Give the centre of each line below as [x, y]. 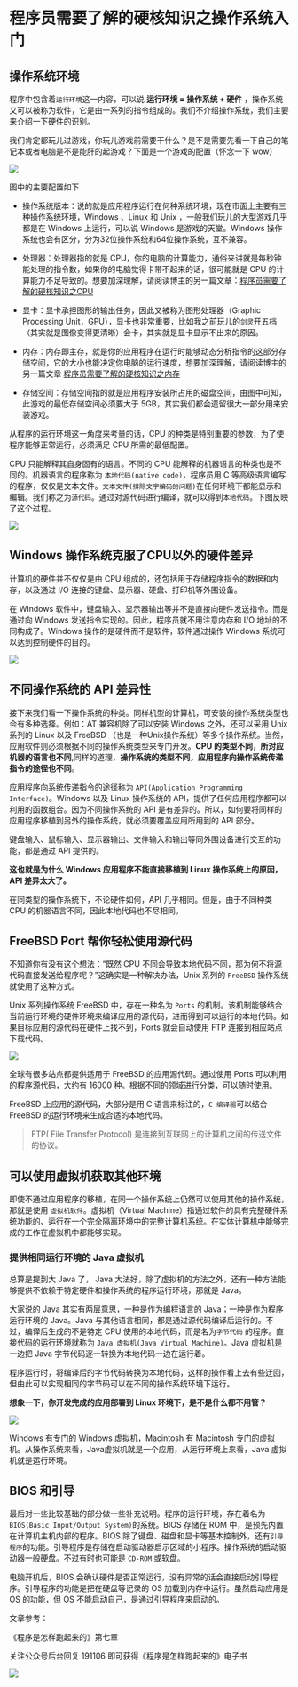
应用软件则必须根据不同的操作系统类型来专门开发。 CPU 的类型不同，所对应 [146, 746]
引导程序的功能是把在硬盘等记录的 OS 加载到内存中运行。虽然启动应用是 [157, 1588]
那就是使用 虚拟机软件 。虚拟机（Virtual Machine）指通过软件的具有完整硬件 [145, 1210]
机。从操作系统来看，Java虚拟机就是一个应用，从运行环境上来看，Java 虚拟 [148, 1449]
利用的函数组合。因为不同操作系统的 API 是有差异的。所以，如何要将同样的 [146, 809]
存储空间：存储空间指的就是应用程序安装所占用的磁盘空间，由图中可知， [154, 393]
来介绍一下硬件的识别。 [52, 121]
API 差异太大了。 [40, 880]
